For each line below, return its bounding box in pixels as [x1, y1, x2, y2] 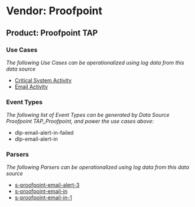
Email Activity [14, 83, 48, 90]
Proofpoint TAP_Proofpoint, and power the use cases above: [6, 117, 154, 125]
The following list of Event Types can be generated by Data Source [6, 112, 170, 119]
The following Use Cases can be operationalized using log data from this [6, 59, 184, 66]
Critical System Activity [14, 77, 72, 84]
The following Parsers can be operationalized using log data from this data [6, 164, 190, 171]
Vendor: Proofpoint [6, 4, 102, 18]
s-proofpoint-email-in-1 [14, 194, 72, 201]
